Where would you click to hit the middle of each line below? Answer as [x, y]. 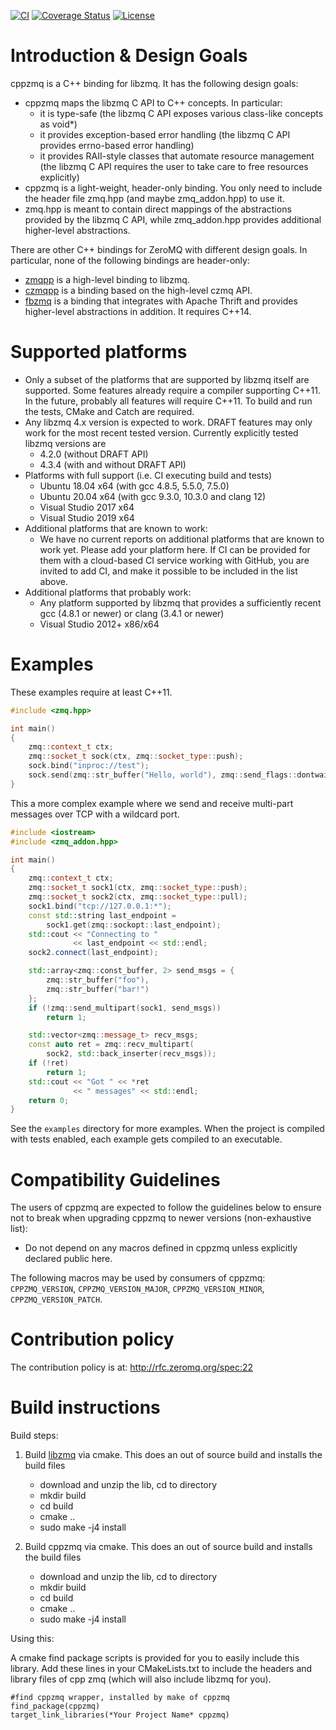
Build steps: [34, 1436]
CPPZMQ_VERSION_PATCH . [56, 1299]
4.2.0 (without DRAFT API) [94, 454]
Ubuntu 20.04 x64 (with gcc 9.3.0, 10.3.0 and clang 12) [153, 496]
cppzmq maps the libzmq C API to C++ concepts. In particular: [153, 102]
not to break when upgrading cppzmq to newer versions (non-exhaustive [161, 1218]
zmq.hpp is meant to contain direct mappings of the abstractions [158, 209]
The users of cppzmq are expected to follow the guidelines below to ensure [166, 1207]
